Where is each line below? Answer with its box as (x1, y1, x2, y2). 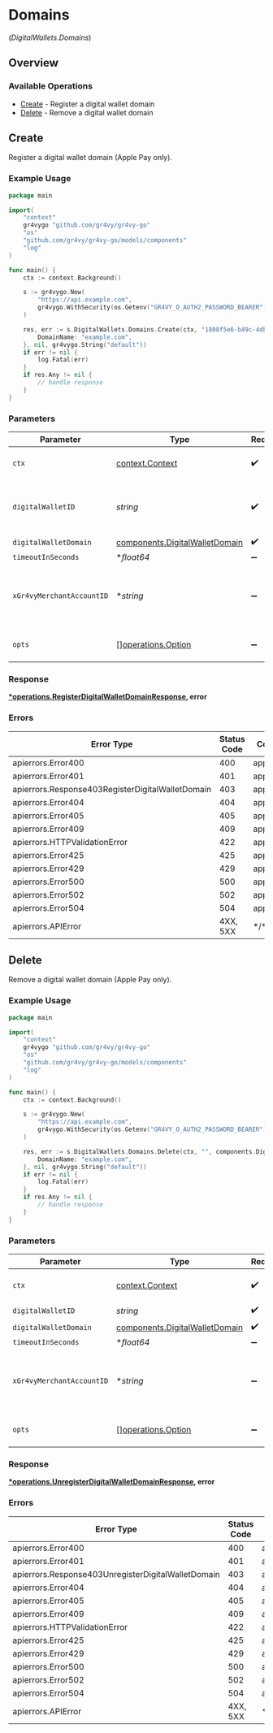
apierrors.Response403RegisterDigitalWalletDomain (12, 783, 212, 795)
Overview (8, 56, 59, 70)
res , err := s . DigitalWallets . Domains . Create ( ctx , (23, 325, 198, 334)
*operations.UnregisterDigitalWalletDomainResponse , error (8, 1477, 215, 1487)
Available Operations (8, 80, 93, 92)
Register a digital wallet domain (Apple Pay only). (8, 153, 173, 162)
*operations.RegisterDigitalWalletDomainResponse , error (8, 692, 207, 702)
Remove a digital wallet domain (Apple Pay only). (8, 975, 172, 985)
